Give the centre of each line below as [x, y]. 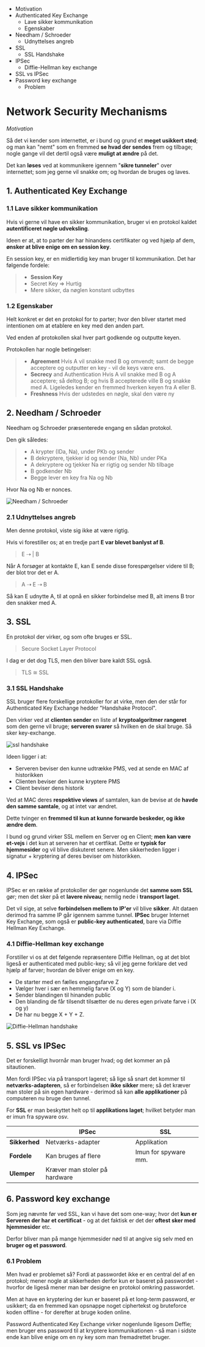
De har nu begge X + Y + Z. [50, 1015]
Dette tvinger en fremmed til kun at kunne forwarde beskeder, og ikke [95, 818]
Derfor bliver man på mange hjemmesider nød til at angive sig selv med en [100, 1239]
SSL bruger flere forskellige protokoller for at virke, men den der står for [97, 702]
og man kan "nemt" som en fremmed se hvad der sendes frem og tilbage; [100, 147]
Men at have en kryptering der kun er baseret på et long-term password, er [101, 1299]
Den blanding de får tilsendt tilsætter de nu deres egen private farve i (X [106, 1002]
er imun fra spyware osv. [38, 1117]
